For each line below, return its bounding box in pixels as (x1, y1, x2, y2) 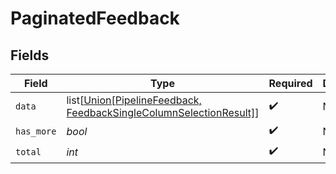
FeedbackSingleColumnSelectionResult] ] (66, 106, 260, 119)
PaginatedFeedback (10, 7, 180, 30)
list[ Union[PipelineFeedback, (66, 93, 202, 107)
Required (268, 77, 313, 90)
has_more (15, 125, 57, 137)
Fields (10, 47, 50, 64)
